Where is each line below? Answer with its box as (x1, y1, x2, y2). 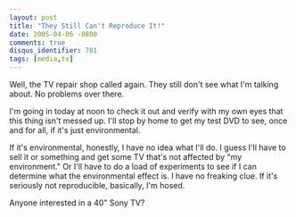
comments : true (9, 38, 66, 47)
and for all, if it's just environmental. (9, 125, 141, 135)
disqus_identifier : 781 (9, 46, 98, 55)
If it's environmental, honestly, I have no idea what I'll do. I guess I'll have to (9, 142, 287, 153)
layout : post (9, 13, 58, 22)
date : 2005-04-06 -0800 (9, 29, 98, 38)
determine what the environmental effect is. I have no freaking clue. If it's (9, 171, 278, 181)
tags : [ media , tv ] (9, 54, 74, 63)
